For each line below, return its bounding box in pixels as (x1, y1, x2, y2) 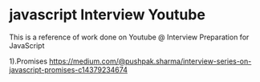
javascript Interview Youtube (9, 6, 205, 24)
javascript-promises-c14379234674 (9, 64, 128, 74)
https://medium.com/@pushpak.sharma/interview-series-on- (48, 56, 252, 66)
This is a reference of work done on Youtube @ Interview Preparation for (9, 32, 250, 42)
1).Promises (9, 56, 47, 66)
